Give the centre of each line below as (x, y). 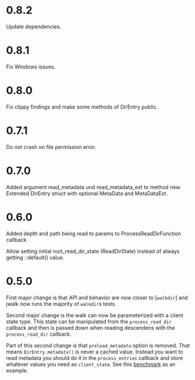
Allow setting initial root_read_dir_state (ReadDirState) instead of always (93, 251)
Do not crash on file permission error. (51, 147)
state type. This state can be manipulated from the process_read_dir (89, 321)
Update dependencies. (34, 27)
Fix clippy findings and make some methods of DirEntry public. (82, 107)
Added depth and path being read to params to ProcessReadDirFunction (93, 233)
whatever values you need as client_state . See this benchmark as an (91, 364)
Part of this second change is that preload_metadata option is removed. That (98, 345)
